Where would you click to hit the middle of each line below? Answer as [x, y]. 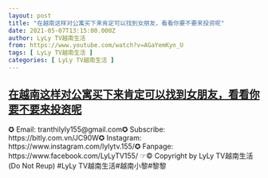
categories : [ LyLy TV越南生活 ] [61, 61]
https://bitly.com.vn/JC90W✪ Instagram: [75, 137]
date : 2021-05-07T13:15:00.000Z [62, 30]
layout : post [30, 16]
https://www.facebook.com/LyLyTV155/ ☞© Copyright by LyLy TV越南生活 [131, 156]
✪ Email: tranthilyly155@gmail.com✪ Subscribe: [87, 129]
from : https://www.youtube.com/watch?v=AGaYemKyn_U [96, 45]
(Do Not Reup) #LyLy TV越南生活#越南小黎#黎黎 [87, 165]
